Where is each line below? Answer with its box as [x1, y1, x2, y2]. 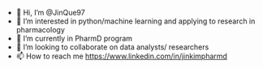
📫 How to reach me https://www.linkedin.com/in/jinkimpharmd [15, 51, 227, 61]
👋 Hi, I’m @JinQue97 [15, 8, 85, 17]
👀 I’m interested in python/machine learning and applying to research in [15, 16, 256, 26]
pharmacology [15, 25, 65, 34]
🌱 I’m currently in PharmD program [15, 33, 132, 43]
